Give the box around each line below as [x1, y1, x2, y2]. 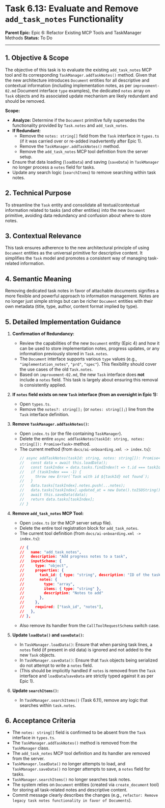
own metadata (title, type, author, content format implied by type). [5, 303, 138, 310]
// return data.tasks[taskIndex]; [19, 497, 95, 502]
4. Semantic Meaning [5, 275, 72, 283]
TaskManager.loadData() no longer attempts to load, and [12, 761, 126, 767]
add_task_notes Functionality [5, 13, 124, 25]
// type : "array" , [19, 581, 75, 586]
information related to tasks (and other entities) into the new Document [5, 207, 145, 213]
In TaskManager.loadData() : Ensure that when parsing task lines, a [19, 641, 153, 647]
